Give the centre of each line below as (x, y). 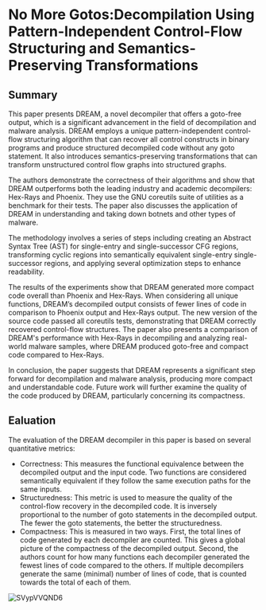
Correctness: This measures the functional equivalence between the (132, 463)
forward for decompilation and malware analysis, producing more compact (130, 379)
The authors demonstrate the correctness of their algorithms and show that (132, 180)
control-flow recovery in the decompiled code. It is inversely (118, 506)
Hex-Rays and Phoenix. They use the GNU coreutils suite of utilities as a (126, 197)
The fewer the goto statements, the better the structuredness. (121, 522)
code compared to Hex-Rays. (56, 355)
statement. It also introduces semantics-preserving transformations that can (133, 156)
